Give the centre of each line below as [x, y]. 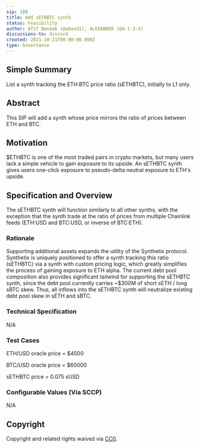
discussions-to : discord [37, 34]
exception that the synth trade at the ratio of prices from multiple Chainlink [98, 216]
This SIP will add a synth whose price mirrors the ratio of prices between [96, 117]
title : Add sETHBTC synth [38, 17]
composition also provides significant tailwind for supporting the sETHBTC [98, 277]
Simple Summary [39, 70]
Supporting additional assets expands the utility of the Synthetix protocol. [97, 251]
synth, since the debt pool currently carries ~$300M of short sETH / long [97, 283]
